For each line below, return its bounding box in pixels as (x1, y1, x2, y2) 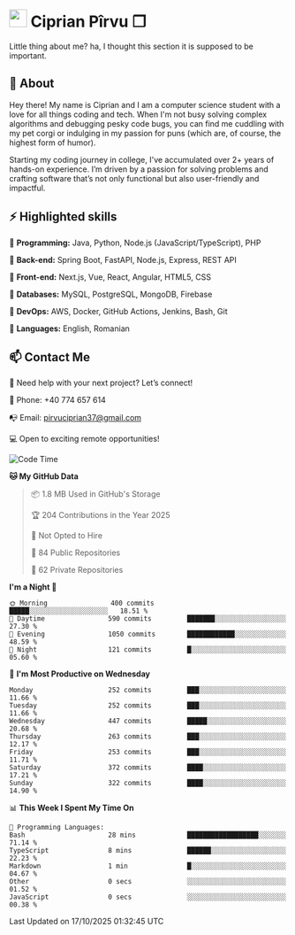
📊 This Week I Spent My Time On (9, 802, 134, 814)
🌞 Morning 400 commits (9, 599, 155, 608)
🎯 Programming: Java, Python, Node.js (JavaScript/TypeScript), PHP (9, 237, 261, 248)
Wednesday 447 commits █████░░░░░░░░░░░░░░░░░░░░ (9, 717, 287, 726)
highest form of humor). (9, 137, 96, 148)
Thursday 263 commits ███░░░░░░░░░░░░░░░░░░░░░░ (9, 732, 287, 741)
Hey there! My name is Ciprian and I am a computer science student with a (9, 99, 281, 110)
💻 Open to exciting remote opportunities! (9, 434, 160, 444)
